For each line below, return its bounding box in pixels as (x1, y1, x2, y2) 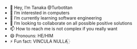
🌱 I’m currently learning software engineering (9, 15, 102, 21)
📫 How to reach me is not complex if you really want (9, 26, 117, 31)
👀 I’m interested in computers (9, 10, 70, 16)
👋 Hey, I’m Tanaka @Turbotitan (9, 5, 73, 10)
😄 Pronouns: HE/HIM (9, 33, 53, 39)
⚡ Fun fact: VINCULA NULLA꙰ (9, 38, 68, 44)
